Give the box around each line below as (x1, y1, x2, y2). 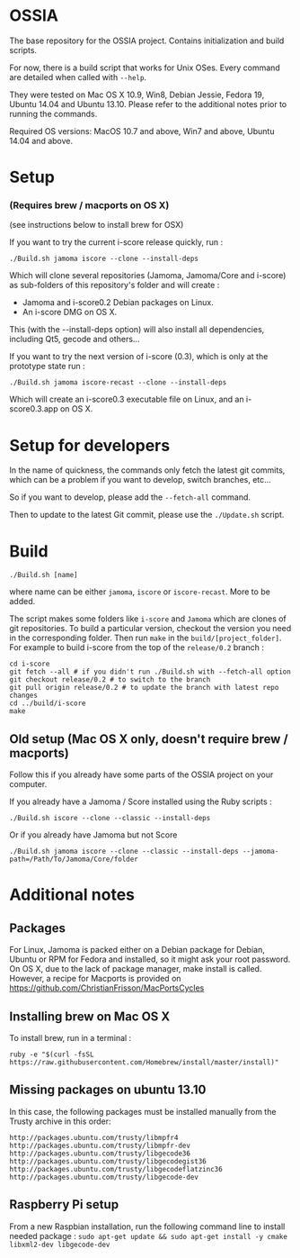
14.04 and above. (9, 135, 74, 146)
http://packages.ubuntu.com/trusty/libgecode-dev (9, 1172, 199, 1181)
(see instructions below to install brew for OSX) (9, 220, 184, 231)
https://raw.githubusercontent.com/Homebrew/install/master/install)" (9, 1057, 279, 1067)
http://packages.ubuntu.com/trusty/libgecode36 (9, 1149, 191, 1158)
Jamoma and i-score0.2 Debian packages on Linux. (22, 297, 214, 308)
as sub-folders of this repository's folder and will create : (9, 280, 220, 291)
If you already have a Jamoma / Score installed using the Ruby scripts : (9, 796, 272, 807)
